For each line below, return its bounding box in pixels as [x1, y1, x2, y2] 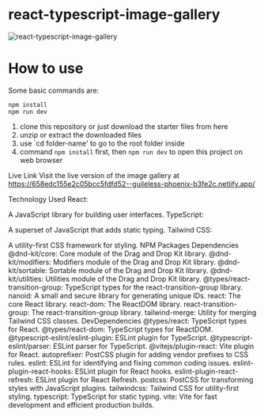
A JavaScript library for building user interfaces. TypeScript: [8, 210, 204, 219]
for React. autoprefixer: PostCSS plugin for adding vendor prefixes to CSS [8, 350, 249, 359]
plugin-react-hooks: [8, 366, 74, 376]
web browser [19, 155, 63, 165]
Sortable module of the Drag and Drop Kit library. [48, 265, 209, 275]
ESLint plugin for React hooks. [74, 366, 173, 376]
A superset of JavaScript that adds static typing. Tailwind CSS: [8, 225, 213, 234]
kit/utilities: [8, 274, 44, 283]
